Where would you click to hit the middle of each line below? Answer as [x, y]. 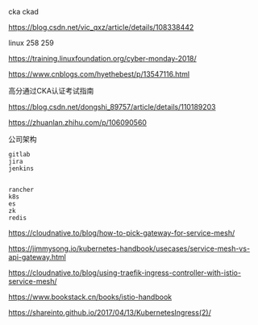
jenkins [21, 169]
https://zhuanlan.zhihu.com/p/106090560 [78, 123]
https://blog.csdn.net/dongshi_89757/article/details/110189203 [112, 107]
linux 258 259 [31, 43]
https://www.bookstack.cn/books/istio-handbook [90, 297]
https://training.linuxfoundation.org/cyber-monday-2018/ [103, 58]
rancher [21, 190]
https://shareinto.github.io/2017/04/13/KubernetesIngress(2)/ [110, 312]
